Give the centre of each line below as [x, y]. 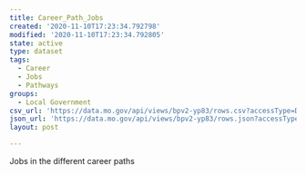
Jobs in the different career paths [72, 161]
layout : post [34, 128]
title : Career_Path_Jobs [56, 18]
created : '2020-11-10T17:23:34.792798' [85, 26]
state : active [36, 43]
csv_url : [26, 111]
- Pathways [38, 85]
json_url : [28, 119]
